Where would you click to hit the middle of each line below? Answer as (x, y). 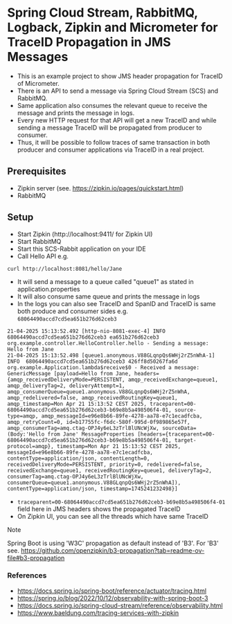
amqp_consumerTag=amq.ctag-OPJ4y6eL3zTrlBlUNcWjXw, (83, 428)
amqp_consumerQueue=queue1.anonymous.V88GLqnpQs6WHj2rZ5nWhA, (99, 392)
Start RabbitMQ (39, 241)
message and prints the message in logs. (76, 113)
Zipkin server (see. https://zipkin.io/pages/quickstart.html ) (100, 188)
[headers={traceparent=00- (176, 434)
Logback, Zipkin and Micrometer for (113, 27)
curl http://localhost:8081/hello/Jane (65, 269)
